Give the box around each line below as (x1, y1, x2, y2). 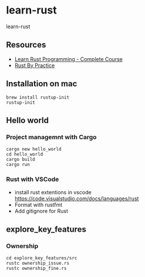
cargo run (6, 162, 31, 168)
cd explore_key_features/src (6, 255, 77, 261)
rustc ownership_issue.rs (6, 261, 69, 266)
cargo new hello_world (6, 146, 62, 153)
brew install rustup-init (6, 94, 69, 100)
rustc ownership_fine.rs (6, 265, 67, 272)
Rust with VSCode (6, 175, 59, 184)
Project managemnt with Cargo (6, 133, 97, 141)
